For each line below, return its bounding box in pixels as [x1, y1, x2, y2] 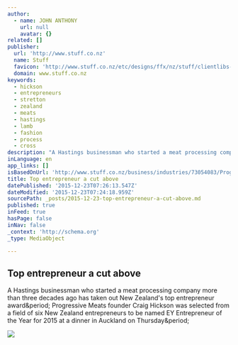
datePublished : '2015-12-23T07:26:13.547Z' [7, 182, 138, 189]
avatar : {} [20, 30, 52, 38]
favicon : [13, 63, 40, 70]
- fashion [13, 129, 42, 136]
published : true [7, 202, 55, 209]
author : [7, 10, 30, 18]
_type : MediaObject [7, 235, 65, 242]
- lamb [13, 122, 33, 130]
